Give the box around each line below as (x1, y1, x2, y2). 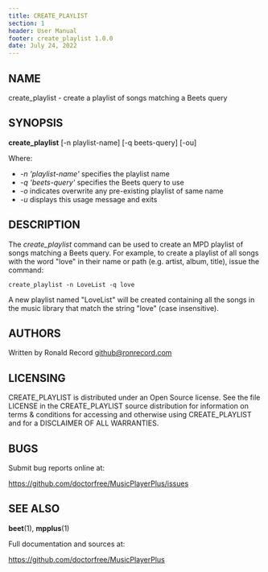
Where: (8, 153, 33, 163)
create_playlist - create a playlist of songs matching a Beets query (8, 93, 228, 102)
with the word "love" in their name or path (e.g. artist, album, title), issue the (8, 256, 260, 266)
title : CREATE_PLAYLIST (8, 11, 89, 20)
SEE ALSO (8, 502, 60, 516)
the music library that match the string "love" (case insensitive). (8, 303, 219, 313)
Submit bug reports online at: (8, 463, 105, 472)
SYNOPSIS (8, 116, 64, 130)
